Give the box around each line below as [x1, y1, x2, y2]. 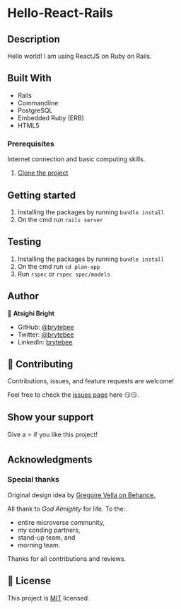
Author [7, 290, 39, 302]
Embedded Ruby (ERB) [17, 113, 85, 122]
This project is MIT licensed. [7, 593, 90, 602]
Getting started [7, 189, 76, 201]
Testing [7, 236, 42, 248]
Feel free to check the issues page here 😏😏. [7, 390, 139, 399]
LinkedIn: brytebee [17, 337, 73, 346]
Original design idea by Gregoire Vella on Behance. [7, 490, 156, 499]
